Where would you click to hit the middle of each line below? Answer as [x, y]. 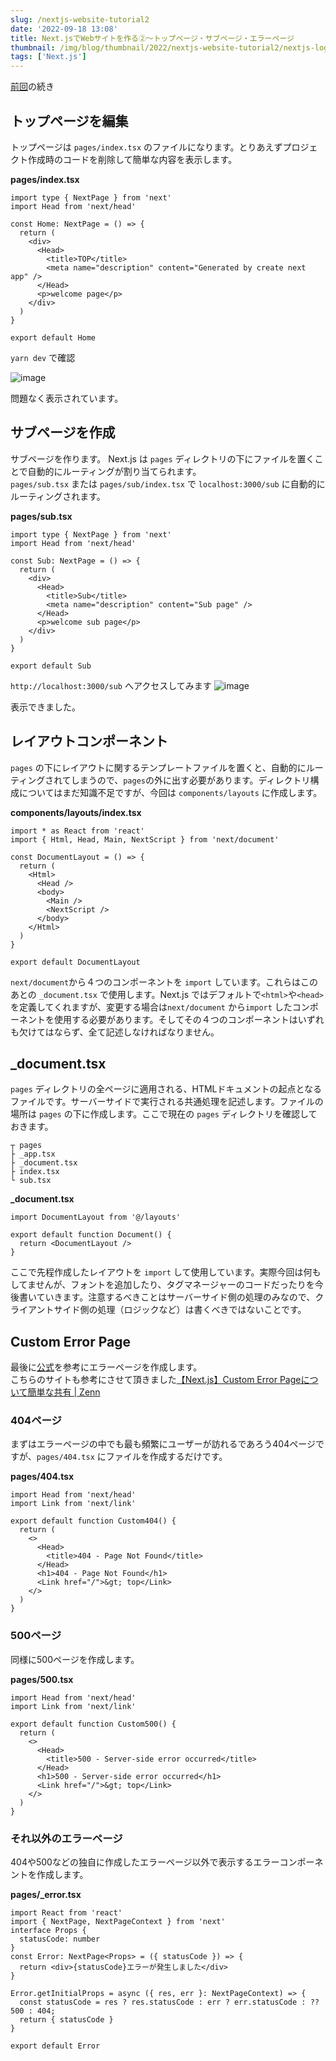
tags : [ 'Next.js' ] [48, 57]
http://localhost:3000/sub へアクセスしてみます [111, 685]
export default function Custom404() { [93, 1521]
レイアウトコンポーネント [89, 741]
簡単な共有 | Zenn [64, 1392]
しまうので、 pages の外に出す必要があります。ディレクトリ [190, 780]
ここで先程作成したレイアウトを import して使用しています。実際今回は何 [161, 1272]
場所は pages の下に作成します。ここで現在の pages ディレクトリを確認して [164, 1114]
